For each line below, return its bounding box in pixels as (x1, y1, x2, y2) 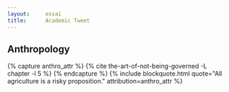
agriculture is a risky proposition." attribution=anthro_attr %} (7, 77, 183, 86)
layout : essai (7, 10, 61, 18)
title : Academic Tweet (7, 17, 90, 24)
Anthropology (7, 43, 71, 55)
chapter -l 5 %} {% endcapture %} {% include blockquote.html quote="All (7, 69, 223, 78)
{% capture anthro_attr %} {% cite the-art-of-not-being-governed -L (7, 62, 207, 71)
